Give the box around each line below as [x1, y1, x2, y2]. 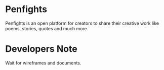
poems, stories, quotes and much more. [5, 25, 89, 31]
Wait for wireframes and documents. [5, 59, 81, 66]
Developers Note [5, 43, 77, 55]
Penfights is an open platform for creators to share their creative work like [5, 20, 159, 26]
